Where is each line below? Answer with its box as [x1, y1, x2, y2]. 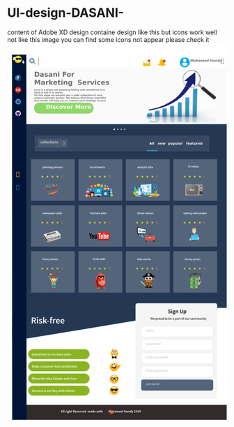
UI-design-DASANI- [7, 5, 124, 21]
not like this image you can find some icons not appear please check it [7, 35, 210, 43]
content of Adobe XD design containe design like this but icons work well [7, 28, 217, 36]
